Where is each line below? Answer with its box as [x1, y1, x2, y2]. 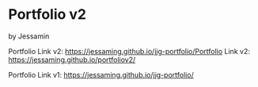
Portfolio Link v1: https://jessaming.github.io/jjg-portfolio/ [8, 70, 194, 79]
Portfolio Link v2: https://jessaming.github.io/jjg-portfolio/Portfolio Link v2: [8, 46, 251, 56]
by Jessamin [8, 31, 50, 41]
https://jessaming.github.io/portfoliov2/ [8, 55, 136, 64]
